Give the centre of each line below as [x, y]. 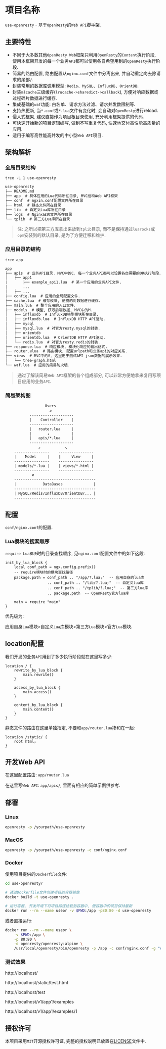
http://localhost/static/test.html [37, 983]
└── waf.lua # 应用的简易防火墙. [38, 365]
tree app [14, 260]
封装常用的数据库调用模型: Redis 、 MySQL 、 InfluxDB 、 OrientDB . [75, 86]
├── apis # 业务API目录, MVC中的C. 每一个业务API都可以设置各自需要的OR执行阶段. [83, 273]
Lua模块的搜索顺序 [27, 541]
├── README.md [20, 191]
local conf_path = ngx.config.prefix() [55, 567]
